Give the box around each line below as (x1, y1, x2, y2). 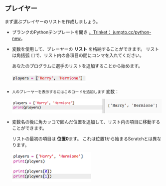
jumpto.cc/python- (113, 29, 152, 35)
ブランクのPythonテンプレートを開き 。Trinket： (11, 29, 112, 35)
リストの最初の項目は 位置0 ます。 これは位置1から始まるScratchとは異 (11, 135, 158, 141)
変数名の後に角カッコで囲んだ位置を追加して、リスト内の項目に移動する (11, 118, 161, 124)
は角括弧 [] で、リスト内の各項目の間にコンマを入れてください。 (11, 52, 144, 58)
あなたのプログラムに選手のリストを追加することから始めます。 (11, 62, 143, 68)
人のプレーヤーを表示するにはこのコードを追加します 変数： (11, 88, 120, 94)
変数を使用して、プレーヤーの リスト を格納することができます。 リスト (11, 46, 160, 52)
